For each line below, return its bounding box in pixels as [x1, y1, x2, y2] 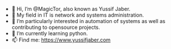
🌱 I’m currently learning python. [11, 30, 88, 37]
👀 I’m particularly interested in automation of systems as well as [11, 18, 166, 24]
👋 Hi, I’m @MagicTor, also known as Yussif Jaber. [11, 6, 131, 12]
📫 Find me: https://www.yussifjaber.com [11, 36, 111, 43]
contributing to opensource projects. [11, 24, 101, 31]
